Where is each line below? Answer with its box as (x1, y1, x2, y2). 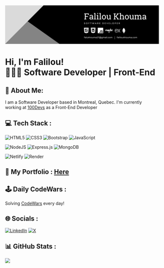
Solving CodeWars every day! (5, 201, 65, 206)
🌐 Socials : (5, 215, 39, 223)
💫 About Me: (5, 86, 44, 94)
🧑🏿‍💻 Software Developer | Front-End (5, 67, 155, 78)
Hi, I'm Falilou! (5, 57, 64, 67)
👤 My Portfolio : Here (5, 168, 69, 176)
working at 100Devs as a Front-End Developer (5, 105, 98, 110)
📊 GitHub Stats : (5, 243, 57, 251)
